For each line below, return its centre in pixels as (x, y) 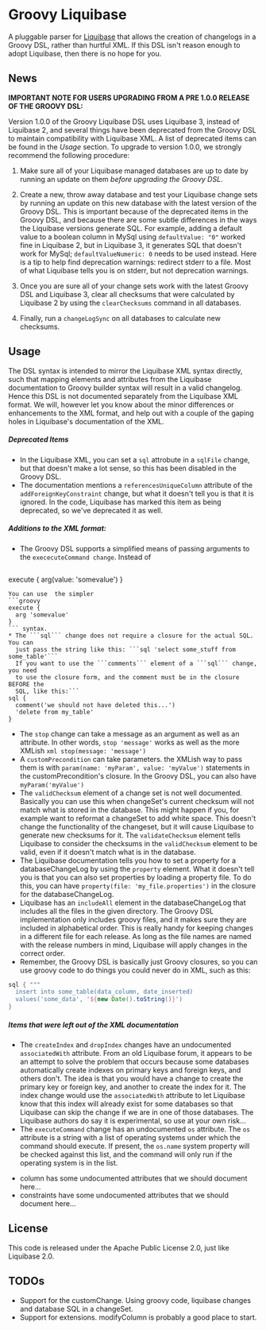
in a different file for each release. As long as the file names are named (135, 936)
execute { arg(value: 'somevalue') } (66, 579)
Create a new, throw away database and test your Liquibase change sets (139, 194)
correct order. (42, 953)
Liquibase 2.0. (31, 1256)
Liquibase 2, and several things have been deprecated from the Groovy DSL (132, 130)
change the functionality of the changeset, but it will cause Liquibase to (137, 826)
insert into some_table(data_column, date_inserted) (104, 992)
